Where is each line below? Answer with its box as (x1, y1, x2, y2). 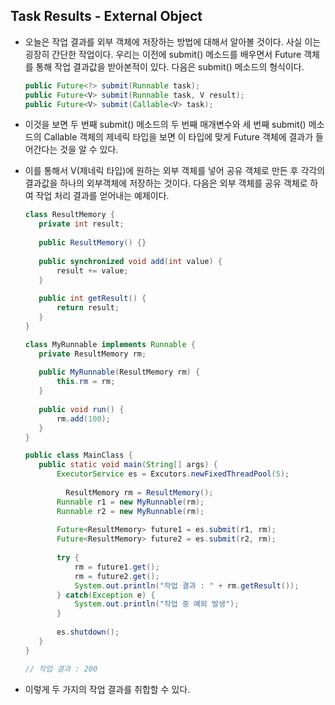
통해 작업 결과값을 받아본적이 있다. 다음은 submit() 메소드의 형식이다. (35, 60, 305, 73)
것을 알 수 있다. (59, 144, 119, 156)
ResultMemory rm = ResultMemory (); (65, 487, 214, 498)
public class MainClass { (24, 450, 133, 461)
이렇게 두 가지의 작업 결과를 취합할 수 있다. (24, 683, 191, 695)
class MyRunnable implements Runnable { (24, 339, 196, 349)
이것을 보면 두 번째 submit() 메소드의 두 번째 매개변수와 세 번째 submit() (24, 119, 307, 131)
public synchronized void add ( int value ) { (38, 256, 223, 266)
